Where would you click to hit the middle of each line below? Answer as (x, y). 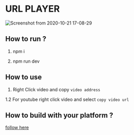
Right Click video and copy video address (57, 89)
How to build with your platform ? (59, 115)
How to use (24, 77)
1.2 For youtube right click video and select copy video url (67, 99)
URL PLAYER (32, 9)
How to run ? (26, 39)
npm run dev (26, 61)
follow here (17, 127)
